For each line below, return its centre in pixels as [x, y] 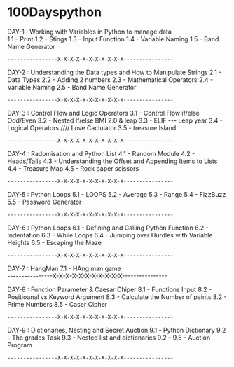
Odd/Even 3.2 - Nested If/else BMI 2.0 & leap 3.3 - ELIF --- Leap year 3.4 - [115, 120]
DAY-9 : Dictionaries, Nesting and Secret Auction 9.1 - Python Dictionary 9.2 [117, 330]
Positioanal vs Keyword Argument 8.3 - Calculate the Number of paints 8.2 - [117, 297]
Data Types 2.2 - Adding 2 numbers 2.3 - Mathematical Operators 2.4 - [110, 79]
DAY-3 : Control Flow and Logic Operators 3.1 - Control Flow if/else [103, 113]
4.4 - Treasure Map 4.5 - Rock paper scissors [73, 168]
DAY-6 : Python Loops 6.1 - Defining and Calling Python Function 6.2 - [108, 228]
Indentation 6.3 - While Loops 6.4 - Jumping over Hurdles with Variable [110, 235]
